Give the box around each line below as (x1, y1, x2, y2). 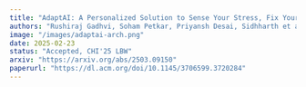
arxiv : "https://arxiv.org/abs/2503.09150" (9, 55, 178, 64)
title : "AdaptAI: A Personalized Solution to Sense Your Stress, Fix (9, 13, 280, 23)
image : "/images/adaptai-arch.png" (9, 30, 145, 39)
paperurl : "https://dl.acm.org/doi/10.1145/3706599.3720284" (9, 64, 247, 73)
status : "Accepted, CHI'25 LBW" (9, 47, 132, 56)
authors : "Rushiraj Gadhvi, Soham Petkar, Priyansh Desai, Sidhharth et (9, 22, 291, 31)
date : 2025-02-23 (9, 38, 76, 48)
